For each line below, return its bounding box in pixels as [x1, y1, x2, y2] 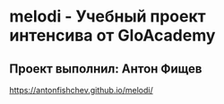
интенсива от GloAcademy [9, 25, 216, 46]
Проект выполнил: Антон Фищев [9, 61, 202, 76]
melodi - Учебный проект [9, 6, 206, 27]
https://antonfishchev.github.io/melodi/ [9, 85, 154, 95]
